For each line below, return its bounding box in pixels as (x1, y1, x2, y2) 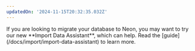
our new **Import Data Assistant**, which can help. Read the (6, 31, 161, 39)
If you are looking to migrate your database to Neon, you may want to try (6, 25, 189, 32)
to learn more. (100, 38, 136, 45)
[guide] (161, 31, 180, 39)
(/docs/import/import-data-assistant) (6, 38, 99, 45)
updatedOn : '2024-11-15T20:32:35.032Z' (6, 8, 108, 15)
